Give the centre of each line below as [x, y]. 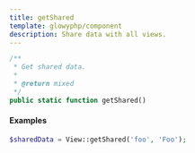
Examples [28, 121]
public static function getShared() [78, 100]
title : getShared [42, 17]
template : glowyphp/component [66, 26]
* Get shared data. [50, 67]
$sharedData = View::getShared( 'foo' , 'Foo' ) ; [98, 140]
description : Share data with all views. [88, 34]
